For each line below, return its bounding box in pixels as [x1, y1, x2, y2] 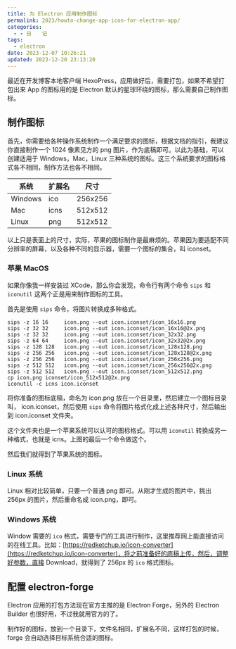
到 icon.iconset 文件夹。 [7, 411, 77, 420]
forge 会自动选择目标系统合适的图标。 [7, 634, 117, 642]
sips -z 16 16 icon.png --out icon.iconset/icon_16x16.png [7, 318, 197, 326]
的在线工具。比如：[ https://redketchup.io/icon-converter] [7, 541, 173, 549]
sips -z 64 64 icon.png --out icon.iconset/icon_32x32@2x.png [7, 337, 206, 344]
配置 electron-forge [7, 581, 94, 593]
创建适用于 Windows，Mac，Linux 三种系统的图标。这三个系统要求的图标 [7, 154, 220, 163]
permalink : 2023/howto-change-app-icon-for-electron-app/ [7, 17, 181, 24]
